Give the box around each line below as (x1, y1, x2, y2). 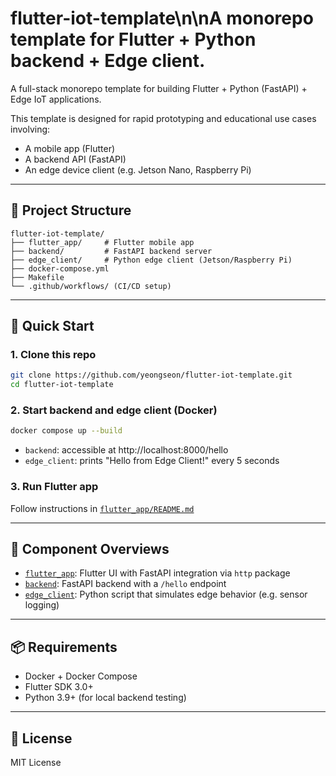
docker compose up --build (10, 426, 123, 436)
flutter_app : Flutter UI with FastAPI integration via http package (24, 567, 291, 579)
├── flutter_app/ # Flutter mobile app (10, 237, 195, 247)
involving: (10, 123, 51, 135)
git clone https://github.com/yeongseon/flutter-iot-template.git (10, 370, 293, 381)
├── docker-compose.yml (10, 263, 110, 274)
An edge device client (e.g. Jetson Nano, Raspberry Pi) (24, 163, 252, 176)
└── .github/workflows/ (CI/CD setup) (10, 281, 172, 291)
